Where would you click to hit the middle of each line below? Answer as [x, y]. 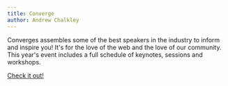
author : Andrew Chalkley [43, 20]
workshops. [24, 62]
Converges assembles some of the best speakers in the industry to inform [114, 40]
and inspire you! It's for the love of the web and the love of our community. [114, 47]
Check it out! [25, 75]
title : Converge [31, 14]
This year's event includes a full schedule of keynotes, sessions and [105, 54]
